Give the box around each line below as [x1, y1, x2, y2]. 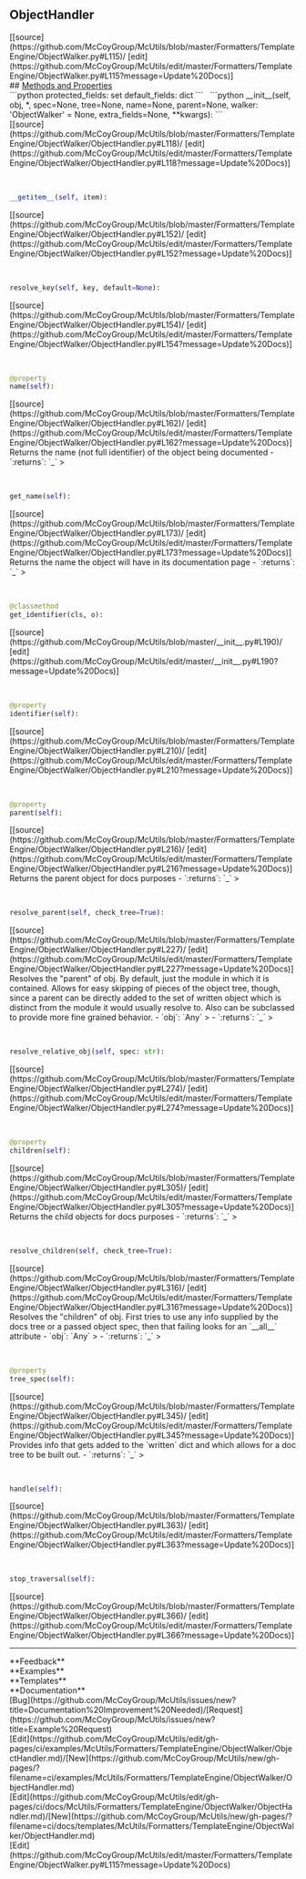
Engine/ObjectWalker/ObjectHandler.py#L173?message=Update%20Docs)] [9, 547, 292, 559]
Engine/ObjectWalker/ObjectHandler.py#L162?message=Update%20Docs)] [9, 437, 293, 448]
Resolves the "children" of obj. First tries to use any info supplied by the [9, 1311, 280, 1322]
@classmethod [9, 601, 59, 611]
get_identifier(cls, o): [9, 611, 104, 620]
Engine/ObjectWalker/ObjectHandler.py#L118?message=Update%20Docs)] [9, 157, 291, 168]
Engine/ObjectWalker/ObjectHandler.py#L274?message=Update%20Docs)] [9, 1103, 294, 1114]
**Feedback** [9, 1656, 66, 1667]
